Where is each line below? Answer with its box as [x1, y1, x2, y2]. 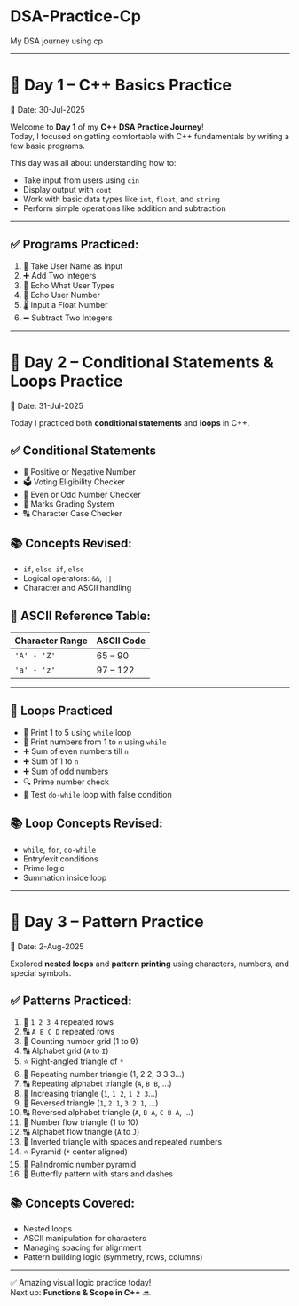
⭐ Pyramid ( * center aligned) [22, 1146, 128, 1157]
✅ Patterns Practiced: [10, 994, 132, 1009]
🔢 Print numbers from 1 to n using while [22, 736, 167, 747]
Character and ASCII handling [22, 583, 132, 594]
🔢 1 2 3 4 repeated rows [22, 1017, 114, 1027]
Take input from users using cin [22, 175, 140, 185]
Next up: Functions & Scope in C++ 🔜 [10, 1287, 151, 1298]
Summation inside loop [22, 872, 107, 883]
